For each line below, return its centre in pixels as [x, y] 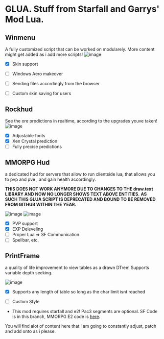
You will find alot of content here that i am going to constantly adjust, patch [81, 326]
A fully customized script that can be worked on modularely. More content [80, 49]
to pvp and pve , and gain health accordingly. [51, 179]
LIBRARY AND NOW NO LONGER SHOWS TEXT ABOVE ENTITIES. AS [76, 194]
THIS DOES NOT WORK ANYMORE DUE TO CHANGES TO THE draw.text [79, 189]
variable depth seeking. [29, 273]
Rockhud [19, 109]
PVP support [25, 223]
